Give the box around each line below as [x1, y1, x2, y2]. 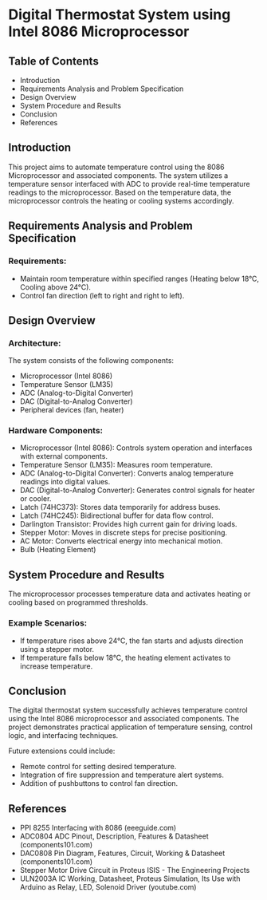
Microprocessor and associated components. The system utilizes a [8, 170, 229, 180]
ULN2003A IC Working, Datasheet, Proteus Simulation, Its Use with [19, 874, 241, 883]
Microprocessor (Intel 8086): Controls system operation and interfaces [19, 443, 253, 452]
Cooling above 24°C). [19, 282, 92, 292]
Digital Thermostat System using [8, 6, 231, 24]
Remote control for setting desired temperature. [19, 762, 177, 772]
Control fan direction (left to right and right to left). [19, 290, 185, 300]
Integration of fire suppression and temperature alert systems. [19, 770, 225, 780]
